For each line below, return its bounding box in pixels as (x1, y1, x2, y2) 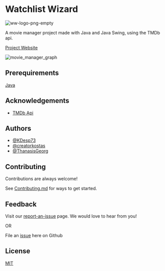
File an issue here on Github (5, 233, 63, 238)
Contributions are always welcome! (5, 176, 78, 182)
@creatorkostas (12, 143, 45, 149)
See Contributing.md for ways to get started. (5, 186, 97, 192)
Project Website (5, 44, 38, 50)
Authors (5, 124, 31, 133)
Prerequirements (5, 69, 59, 77)
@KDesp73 (12, 137, 36, 143)
